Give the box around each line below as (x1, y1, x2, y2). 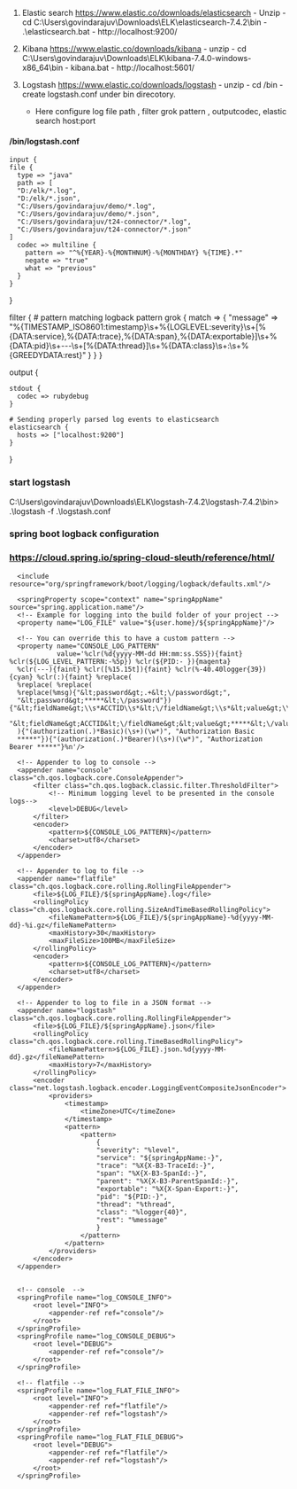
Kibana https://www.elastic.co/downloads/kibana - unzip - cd (21, 43, 247, 54)
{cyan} (9, 673, 34, 682)
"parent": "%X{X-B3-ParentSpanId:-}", (95, 1176, 240, 1186)
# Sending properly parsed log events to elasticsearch (9, 416, 219, 425)
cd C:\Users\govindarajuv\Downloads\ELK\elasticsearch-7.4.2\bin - (21, 17, 268, 27)
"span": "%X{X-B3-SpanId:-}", (95, 1169, 208, 1178)
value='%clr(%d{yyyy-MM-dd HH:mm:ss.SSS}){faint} (56, 649, 243, 659)
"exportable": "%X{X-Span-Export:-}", (95, 1184, 240, 1193)
